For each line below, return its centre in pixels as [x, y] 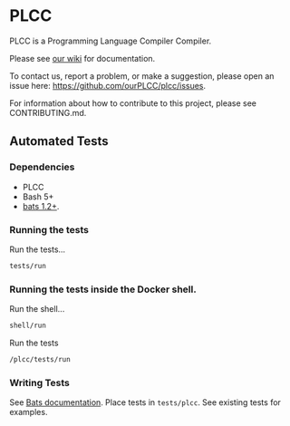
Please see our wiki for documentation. [82, 58]
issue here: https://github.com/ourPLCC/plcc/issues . [108, 85]
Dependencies [42, 167]
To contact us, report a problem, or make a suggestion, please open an [142, 76]
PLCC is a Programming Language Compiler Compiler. [111, 41]
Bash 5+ [38, 197]
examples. [29, 412]
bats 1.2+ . [41, 206]
